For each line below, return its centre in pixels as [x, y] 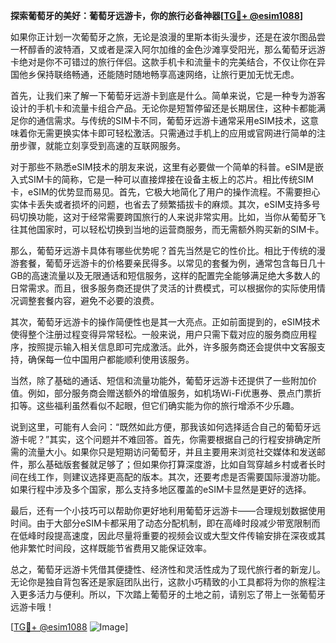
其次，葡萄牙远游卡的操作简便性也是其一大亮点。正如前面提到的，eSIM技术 [165, 322]
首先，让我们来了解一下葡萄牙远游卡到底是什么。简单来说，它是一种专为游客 [168, 95]
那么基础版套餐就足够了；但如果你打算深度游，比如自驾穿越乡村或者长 [172, 464]
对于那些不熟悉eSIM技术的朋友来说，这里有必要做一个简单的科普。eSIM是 [163, 167]
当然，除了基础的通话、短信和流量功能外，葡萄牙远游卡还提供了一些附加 [159, 380]
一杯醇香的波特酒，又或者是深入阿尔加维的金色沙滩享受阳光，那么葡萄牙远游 [168, 49]
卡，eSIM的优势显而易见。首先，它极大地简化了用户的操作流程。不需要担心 [165, 192]
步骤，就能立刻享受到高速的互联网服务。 [102, 145]
